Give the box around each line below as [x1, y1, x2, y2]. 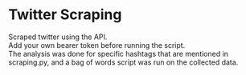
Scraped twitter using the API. [8, 32, 108, 41]
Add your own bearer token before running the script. [8, 40, 186, 49]
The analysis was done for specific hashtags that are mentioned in [8, 49, 229, 58]
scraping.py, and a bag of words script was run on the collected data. [8, 57, 239, 67]
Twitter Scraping [8, 6, 122, 24]
